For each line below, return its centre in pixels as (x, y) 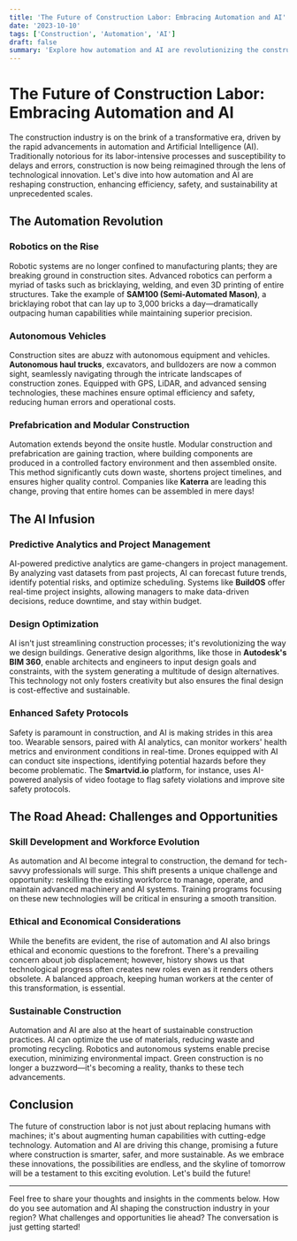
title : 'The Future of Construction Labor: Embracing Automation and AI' (148, 17)
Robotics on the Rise (54, 247)
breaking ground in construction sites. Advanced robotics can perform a (141, 275)
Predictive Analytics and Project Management (110, 544)
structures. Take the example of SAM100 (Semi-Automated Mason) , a (138, 294)
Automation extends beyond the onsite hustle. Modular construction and (141, 444)
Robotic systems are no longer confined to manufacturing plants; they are (144, 265)
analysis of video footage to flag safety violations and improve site (164, 779)
